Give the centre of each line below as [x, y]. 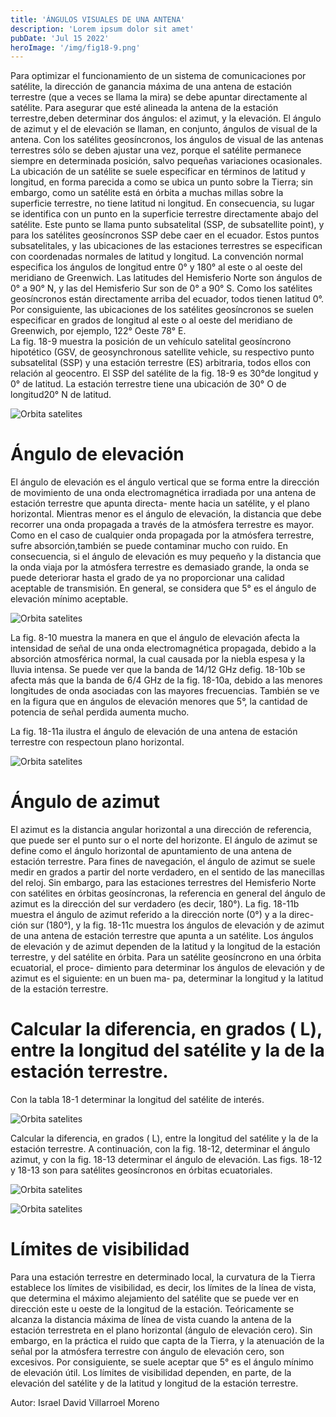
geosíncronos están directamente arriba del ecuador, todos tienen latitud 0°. [167, 299]
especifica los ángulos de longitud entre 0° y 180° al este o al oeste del [156, 267]
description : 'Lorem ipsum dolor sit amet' [102, 29]
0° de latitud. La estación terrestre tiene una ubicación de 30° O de [148, 384]
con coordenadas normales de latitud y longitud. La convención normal [157, 257]
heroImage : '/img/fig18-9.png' [75, 47]
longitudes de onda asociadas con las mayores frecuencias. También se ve [165, 691]
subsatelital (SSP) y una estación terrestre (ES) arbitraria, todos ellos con [161, 363]
